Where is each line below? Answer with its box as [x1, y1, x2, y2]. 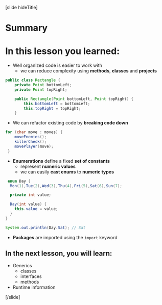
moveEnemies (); [14, 135, 47, 140]
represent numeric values [20, 163, 76, 169]
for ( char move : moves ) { [5, 130, 63, 135]
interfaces [20, 273, 42, 279]
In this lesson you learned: [5, 45, 120, 57]
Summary [5, 22, 48, 34]
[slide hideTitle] [5, 5, 38, 10]
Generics [12, 263, 32, 269]
